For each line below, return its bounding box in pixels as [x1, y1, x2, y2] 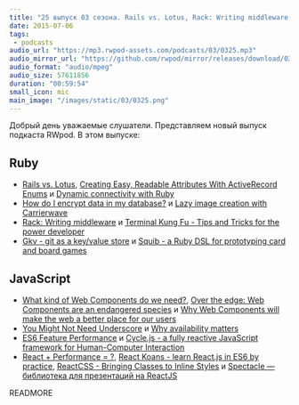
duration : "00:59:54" [9, 79, 90, 88]
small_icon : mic [9, 87, 69, 96]
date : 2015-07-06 [9, 21, 74, 30]
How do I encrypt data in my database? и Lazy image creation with [21, 198, 267, 209]
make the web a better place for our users [21, 313, 176, 324]
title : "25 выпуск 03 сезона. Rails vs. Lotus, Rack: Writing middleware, [9, 12, 293, 22]
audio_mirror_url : [9, 54, 77, 63]
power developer [21, 226, 85, 237]
